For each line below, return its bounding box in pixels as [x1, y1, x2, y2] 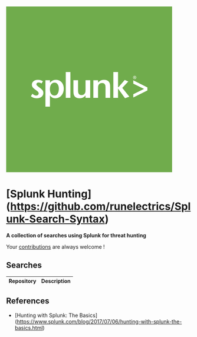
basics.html [14, 324, 43, 331]
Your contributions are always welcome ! [6, 243, 105, 250]
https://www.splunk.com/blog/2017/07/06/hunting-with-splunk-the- [17, 318, 182, 325]
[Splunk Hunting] [6, 187, 92, 201]
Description [41, 277, 71, 285]
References [6, 296, 50, 306]
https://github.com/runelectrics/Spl [10, 200, 191, 213]
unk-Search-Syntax [6, 213, 105, 226]
